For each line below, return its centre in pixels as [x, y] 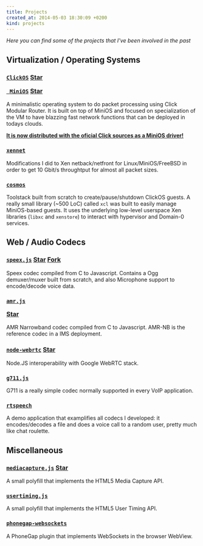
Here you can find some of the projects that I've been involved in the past [98, 41]
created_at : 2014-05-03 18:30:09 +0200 [57, 18]
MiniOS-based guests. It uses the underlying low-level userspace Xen [94, 210]
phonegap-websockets [37, 523]
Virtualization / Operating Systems [74, 59]
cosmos [16, 185]
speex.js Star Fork [34, 260]
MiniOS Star [26, 91]
